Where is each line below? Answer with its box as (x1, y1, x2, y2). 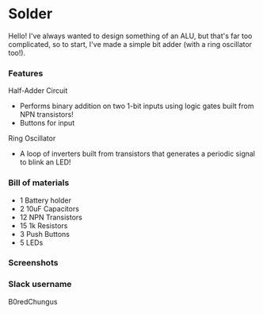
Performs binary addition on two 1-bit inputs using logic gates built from (19, 101, 254, 111)
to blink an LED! (19, 157, 71, 167)
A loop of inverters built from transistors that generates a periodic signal (19, 149, 256, 159)
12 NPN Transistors (19, 212, 83, 222)
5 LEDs (19, 238, 44, 247)
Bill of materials (8, 177, 70, 188)
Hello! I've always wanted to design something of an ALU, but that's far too (8, 31, 253, 41)
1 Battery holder (19, 196, 71, 205)
